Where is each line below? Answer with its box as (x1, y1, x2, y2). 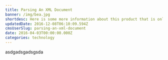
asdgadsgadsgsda (5, 48, 43, 55)
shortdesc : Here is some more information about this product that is (5, 16, 155, 21)
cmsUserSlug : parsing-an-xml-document (5, 26, 86, 31)
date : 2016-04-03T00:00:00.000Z (5, 30, 72, 35)
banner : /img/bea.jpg (5, 12, 50, 17)
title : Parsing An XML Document (5, 7, 72, 12)
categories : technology (5, 35, 55, 40)
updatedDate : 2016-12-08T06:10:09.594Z (5, 21, 88, 26)
